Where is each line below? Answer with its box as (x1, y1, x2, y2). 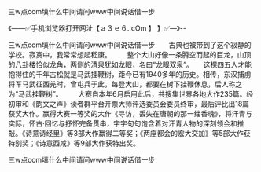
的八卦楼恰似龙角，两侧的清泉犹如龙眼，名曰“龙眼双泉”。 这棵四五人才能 (8, 60, 252, 69)
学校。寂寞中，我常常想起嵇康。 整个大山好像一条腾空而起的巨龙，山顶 (8, 50, 252, 59)
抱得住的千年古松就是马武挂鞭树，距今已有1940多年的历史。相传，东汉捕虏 (8, 70, 252, 79)
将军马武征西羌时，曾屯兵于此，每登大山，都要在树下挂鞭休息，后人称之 (8, 79, 242, 89)
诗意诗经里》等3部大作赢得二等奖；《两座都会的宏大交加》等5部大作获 (24, 129, 251, 137)
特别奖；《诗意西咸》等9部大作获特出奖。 (8, 138, 140, 148)
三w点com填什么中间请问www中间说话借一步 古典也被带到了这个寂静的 (8, 40, 252, 49)
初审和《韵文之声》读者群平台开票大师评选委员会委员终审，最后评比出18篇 (8, 99, 250, 108)
